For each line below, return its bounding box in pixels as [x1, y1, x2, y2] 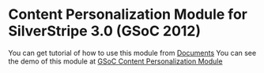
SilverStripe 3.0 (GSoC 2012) [8, 22, 202, 40]
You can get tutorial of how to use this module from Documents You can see [8, 48, 257, 57]
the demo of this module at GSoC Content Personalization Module [8, 57, 223, 66]
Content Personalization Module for [8, 5, 247, 24]
